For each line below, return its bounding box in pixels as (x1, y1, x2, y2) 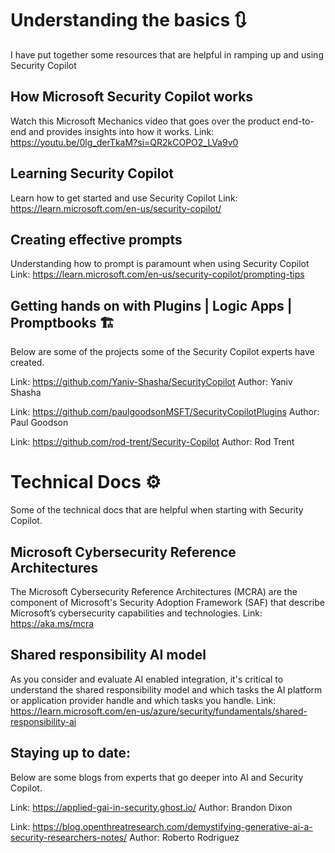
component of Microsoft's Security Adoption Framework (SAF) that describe (10, 596, 325, 608)
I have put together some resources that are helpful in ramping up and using (10, 48, 324, 61)
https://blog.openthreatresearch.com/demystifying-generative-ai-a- (32, 820, 313, 832)
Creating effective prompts (10, 231, 183, 248)
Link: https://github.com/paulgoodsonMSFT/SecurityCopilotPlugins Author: (10, 406, 320, 418)
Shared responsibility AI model (10, 647, 207, 664)
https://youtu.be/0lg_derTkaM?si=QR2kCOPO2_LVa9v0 (10, 136, 239, 148)
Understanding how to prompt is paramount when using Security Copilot (10, 258, 310, 270)
